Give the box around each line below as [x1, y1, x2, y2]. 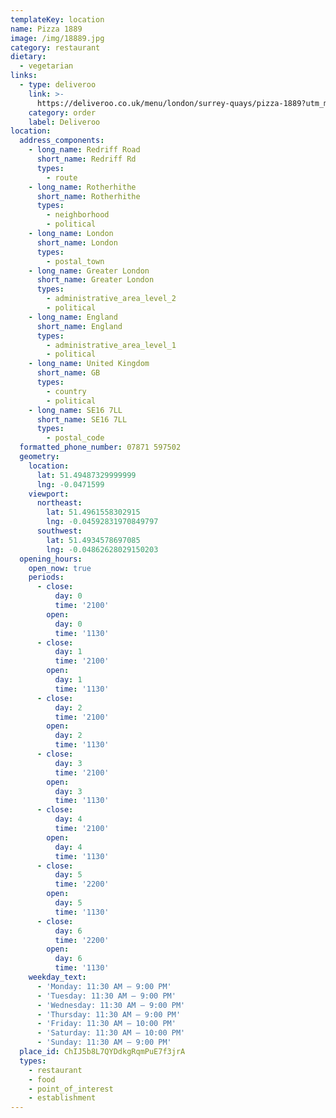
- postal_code [46, 433, 105, 443]
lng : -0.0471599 [36, 479, 105, 490]
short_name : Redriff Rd [36, 154, 137, 164]
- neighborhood [46, 210, 110, 220]
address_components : [19, 136, 105, 146]
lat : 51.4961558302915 [46, 507, 141, 518]
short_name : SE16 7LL [36, 414, 128, 425]
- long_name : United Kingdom [28, 359, 150, 369]
